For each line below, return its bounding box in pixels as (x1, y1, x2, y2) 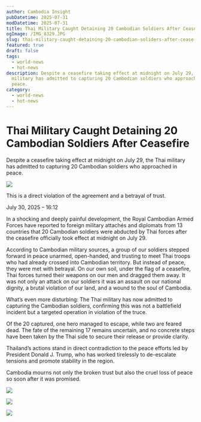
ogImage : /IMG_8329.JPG (6, 31, 66, 37)
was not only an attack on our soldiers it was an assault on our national (6, 278, 181, 285)
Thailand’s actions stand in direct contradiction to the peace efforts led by (6, 344, 188, 351)
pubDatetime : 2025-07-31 (6, 14, 68, 20)
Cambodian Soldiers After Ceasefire (6, 136, 190, 150)
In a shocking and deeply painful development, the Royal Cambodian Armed (6, 215, 194, 222)
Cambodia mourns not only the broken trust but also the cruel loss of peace (6, 369, 193, 376)
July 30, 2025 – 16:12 (6, 203, 59, 210)
